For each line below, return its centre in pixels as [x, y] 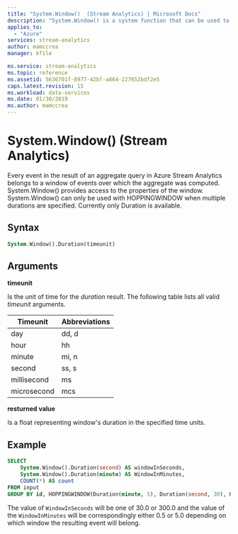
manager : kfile [30, 54]
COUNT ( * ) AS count [47, 481]
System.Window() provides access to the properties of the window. [106, 190]
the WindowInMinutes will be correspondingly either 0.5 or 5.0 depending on [117, 515]
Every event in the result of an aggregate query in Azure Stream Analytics [115, 175]
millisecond [30, 380]
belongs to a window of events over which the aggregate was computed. [114, 183]
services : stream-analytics [49, 40]
